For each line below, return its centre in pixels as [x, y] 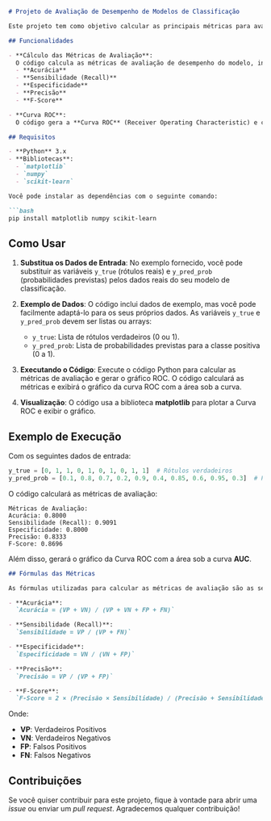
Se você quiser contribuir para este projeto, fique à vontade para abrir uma [133, 800]
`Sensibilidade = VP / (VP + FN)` [73, 633]
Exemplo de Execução [65, 436]
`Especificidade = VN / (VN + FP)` [75, 654]
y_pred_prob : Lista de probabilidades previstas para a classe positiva [146, 346]
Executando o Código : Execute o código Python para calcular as [128, 370]
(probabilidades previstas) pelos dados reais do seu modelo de [125, 280]
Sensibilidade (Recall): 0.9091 [63, 522]
